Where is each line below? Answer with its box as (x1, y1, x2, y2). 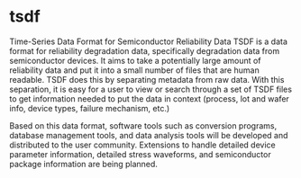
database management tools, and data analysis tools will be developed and (9, 129, 288, 140)
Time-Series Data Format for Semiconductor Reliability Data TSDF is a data (9, 36, 288, 47)
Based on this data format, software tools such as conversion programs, (9, 120, 278, 131)
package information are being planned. (9, 158, 158, 169)
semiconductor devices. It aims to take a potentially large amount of (9, 55, 261, 66)
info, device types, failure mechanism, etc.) (9, 102, 170, 113)
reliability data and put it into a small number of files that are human (9, 65, 260, 76)
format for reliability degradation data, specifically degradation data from (9, 45, 280, 56)
